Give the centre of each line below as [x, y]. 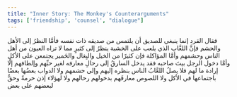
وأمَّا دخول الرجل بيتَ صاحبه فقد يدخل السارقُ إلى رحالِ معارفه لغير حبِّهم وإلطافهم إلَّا [119, 63]
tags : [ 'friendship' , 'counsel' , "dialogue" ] [75, 20]
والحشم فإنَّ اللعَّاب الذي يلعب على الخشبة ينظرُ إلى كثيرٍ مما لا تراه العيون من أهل [114, 48]
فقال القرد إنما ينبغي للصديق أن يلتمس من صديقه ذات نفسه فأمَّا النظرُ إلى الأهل [112, 40]
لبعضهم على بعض [30, 85]
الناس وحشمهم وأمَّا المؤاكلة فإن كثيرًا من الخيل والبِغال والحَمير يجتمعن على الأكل [114, 55]
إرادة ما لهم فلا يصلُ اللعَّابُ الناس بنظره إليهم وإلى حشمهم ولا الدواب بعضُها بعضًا [113, 70]
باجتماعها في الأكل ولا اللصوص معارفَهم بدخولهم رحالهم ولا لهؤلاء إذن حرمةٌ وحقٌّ [112, 77]
